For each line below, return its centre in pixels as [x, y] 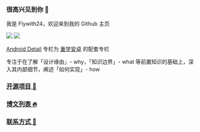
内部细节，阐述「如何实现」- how [58, 69]
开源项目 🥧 [22, 87]
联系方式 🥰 [22, 122]
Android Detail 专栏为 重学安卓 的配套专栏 [58, 49]
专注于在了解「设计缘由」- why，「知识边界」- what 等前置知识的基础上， [97, 62]
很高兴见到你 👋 [28, 9]
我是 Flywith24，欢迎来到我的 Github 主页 [58, 24]
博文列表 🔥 [22, 104]
